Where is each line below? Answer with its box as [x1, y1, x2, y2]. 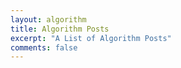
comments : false [10, 42, 78, 53]
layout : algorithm [10, 14, 87, 25]
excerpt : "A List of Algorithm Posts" [10, 33, 172, 43]
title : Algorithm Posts [10, 24, 110, 34]
